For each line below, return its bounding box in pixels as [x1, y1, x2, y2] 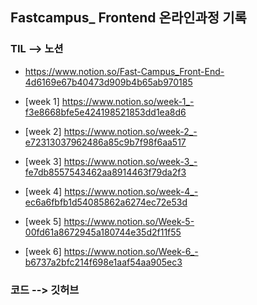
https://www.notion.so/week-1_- [61, 95, 195, 107]
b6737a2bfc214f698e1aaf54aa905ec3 [24, 256, 183, 268]
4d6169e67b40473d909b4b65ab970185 [24, 76, 193, 88]
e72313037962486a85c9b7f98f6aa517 [24, 136, 187, 148]
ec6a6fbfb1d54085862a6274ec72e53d [24, 196, 188, 208]
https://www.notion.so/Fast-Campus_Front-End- [24, 65, 225, 77]
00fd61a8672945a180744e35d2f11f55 [24, 226, 182, 238]
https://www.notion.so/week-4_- [64, 185, 199, 197]
